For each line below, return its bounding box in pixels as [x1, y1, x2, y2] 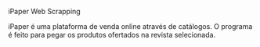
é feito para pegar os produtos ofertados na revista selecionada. [8, 31, 216, 39]
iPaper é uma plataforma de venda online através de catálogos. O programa [8, 22, 253, 31]
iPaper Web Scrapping [8, 7, 81, 16]
